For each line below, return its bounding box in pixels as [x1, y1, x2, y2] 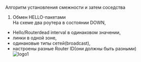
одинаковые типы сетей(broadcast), [12, 40, 91, 46]
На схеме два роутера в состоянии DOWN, [12, 20, 106, 25]
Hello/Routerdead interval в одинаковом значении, [12, 29, 121, 35]
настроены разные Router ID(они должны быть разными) [12, 46, 137, 51]
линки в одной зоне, [12, 35, 57, 41]
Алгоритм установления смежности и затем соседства [5, 5, 126, 10]
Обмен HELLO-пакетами [12, 14, 66, 20]
